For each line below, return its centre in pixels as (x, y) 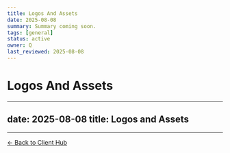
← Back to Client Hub (37, 142)
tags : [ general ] (30, 33)
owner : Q (20, 45)
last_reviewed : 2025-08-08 (46, 52)
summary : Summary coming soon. (52, 26)
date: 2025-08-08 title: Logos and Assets (98, 120)
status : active (29, 39)
